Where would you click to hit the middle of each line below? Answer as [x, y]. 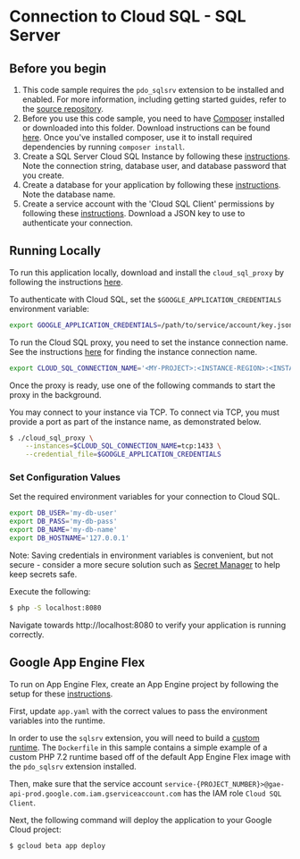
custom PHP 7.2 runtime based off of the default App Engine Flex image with [150, 756]
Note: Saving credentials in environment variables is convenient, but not [142, 555]
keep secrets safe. [43, 574]
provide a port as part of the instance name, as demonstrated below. [135, 421]
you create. [43, 175]
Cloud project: [35, 830]
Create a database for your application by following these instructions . [151, 185]
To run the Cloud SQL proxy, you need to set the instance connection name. [149, 342]
